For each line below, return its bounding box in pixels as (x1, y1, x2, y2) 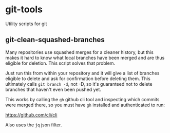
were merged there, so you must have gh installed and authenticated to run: (5, 102, 165, 108)
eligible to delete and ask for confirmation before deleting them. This (5, 75, 150, 82)
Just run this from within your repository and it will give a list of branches (5, 70, 160, 76)
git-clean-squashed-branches (5, 35, 105, 44)
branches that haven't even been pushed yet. (5, 86, 102, 92)
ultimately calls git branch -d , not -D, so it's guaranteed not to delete (5, 81, 153, 87)
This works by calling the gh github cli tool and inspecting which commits (5, 96, 160, 102)
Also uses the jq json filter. (5, 122, 62, 128)
